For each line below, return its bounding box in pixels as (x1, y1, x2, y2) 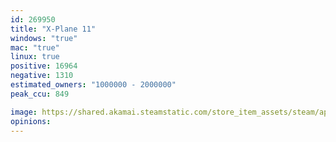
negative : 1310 (10, 71, 74, 81)
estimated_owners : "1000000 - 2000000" (10, 80, 177, 90)
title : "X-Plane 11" (10, 24, 97, 34)
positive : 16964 (10, 61, 78, 71)
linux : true (10, 52, 60, 62)
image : (10, 107, 38, 117)
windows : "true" (10, 33, 78, 43)
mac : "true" (10, 42, 60, 53)
